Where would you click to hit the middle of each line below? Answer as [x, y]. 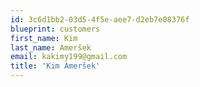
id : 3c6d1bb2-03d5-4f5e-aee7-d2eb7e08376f [100, 19]
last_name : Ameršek [51, 47]
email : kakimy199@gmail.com [69, 57]
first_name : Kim [44, 38]
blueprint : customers [55, 29]
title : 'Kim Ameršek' [55, 66]
